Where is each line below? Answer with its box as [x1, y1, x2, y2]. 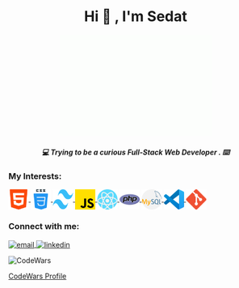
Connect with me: [8, 221, 80, 232]
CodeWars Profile [8, 271, 67, 282]
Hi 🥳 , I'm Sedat [84, 7, 187, 26]
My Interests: [8, 170, 62, 181]
